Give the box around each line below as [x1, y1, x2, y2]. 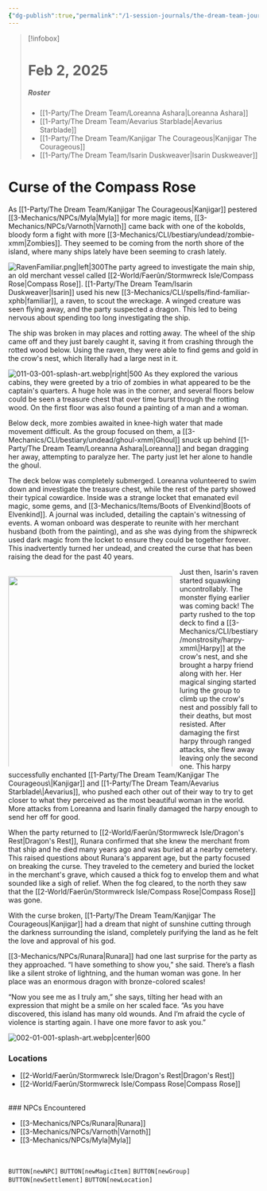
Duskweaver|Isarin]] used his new [8, 287, 120, 297]
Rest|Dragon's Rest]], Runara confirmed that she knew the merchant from [8, 836, 250, 845]
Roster [27, 88, 51, 98]
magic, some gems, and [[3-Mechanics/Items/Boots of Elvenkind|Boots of [8, 501, 251, 510]
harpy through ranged [180, 736, 252, 746]
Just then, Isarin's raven [180, 567, 258, 576]
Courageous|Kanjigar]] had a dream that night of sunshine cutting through [8, 919, 252, 929]
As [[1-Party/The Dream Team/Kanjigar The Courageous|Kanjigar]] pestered [8, 204, 257, 214]
